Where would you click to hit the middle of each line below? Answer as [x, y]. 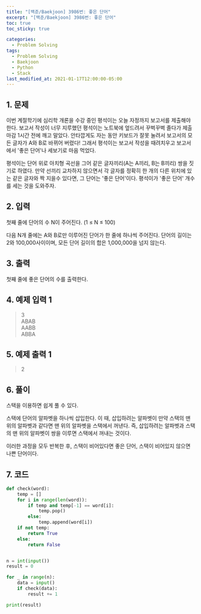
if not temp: [33, 528]
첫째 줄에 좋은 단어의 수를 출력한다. [47, 279]
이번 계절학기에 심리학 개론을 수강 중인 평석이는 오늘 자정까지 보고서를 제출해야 [99, 121]
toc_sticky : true [28, 29]
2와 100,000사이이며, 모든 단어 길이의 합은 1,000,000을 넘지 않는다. [86, 242]
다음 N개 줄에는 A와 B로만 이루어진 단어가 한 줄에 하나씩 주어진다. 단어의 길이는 [99, 235]
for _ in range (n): [31, 577]
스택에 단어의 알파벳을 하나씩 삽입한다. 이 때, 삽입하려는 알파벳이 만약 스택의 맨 [98, 418]
